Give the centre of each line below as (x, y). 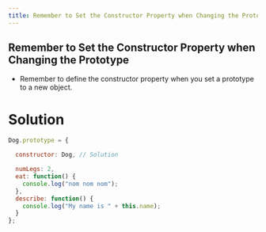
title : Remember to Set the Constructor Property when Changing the (123, 15)
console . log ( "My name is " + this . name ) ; (91, 206)
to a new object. (46, 87)
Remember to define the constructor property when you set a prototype (137, 79)
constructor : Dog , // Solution (67, 155)
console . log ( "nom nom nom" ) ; (70, 184)
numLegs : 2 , (35, 169)
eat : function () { (46, 177)
